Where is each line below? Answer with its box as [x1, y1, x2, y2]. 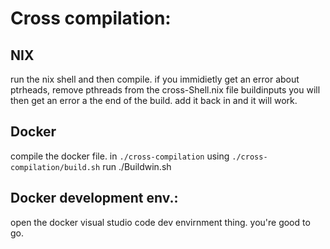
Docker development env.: [10, 190, 179, 207]
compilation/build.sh [10, 162, 101, 172]
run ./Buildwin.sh [102, 160, 172, 172]
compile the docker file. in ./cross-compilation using [10, 150, 230, 162]
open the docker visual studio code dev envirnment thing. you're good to [10, 216, 311, 228]
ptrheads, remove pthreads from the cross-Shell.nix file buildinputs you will [10, 84, 321, 96]
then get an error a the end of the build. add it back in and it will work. [10, 95, 298, 106]
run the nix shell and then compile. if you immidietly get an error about [10, 73, 300, 85]
